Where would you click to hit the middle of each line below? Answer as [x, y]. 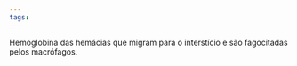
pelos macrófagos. [44, 51]
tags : [19, 17]
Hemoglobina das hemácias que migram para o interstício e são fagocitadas [148, 42]
